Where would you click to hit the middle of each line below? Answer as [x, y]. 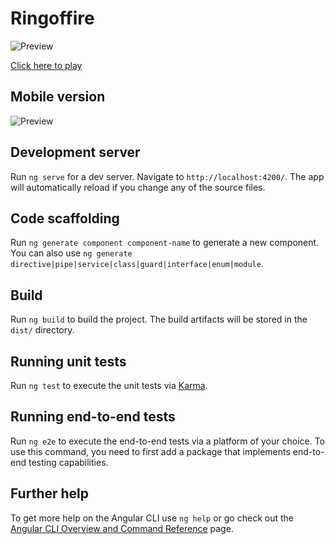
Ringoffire [52, 18]
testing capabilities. [68, 462]
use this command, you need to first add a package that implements [150, 451]
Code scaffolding [65, 218]
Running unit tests [68, 361]
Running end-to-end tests [93, 417]
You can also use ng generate [71, 253]
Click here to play [46, 65]
